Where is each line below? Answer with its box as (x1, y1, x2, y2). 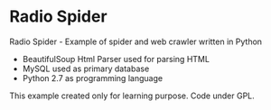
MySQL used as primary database (22, 63, 150, 74)
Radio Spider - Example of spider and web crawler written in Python (9, 36, 263, 47)
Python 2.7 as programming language (22, 72, 164, 83)
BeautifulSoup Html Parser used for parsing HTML (22, 53, 210, 64)
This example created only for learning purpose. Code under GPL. (9, 90, 255, 101)
